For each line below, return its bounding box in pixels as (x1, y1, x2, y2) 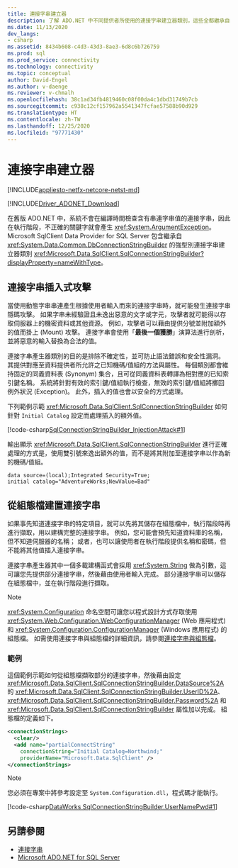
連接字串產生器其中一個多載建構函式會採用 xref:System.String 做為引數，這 (7, 561, 227, 569)
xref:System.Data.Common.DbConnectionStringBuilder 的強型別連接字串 (7, 240, 219, 249)
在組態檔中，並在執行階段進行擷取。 (7, 579, 113, 587)
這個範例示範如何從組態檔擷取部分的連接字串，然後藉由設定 (7, 671, 181, 679)
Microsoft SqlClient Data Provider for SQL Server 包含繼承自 (7, 232, 183, 240)
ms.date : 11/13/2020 (7, 23, 69, 30)
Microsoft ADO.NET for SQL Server (17, 853, 120, 862)
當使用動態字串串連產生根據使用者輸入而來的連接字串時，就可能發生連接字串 (7, 301, 231, 310)
